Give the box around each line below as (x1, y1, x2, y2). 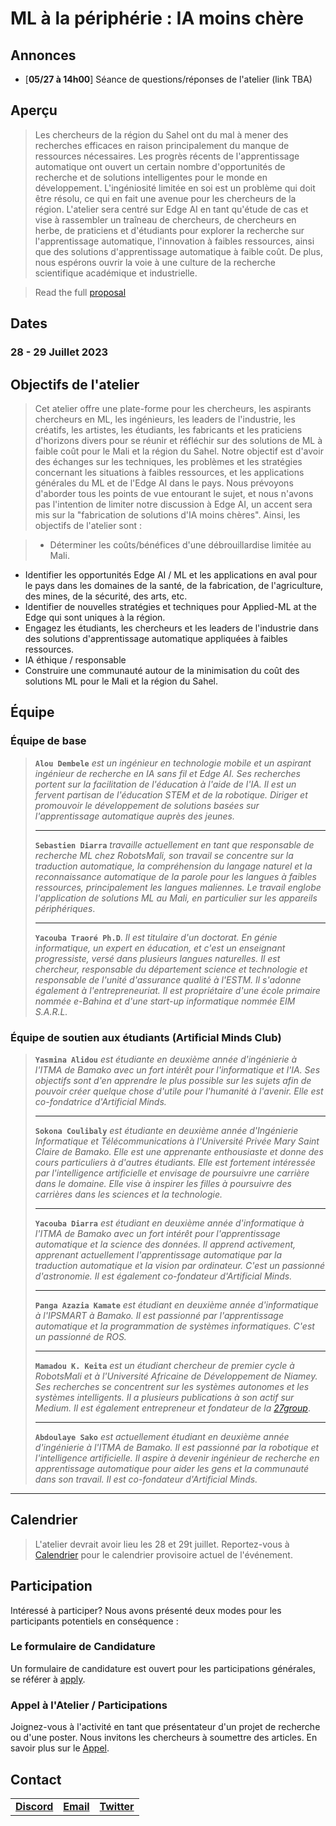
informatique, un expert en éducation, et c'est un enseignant (34, 942, 286, 954)
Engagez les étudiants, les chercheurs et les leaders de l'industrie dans (24, 622, 319, 634)
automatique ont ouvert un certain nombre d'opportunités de (34, 160, 286, 172)
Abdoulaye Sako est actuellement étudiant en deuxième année (34, 1430, 290, 1442)
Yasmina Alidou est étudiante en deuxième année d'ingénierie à (34, 1053, 298, 1065)
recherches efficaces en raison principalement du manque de (34, 139, 290, 151)
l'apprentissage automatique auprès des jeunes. (34, 810, 236, 822)
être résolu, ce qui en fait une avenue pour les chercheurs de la (34, 192, 297, 204)
